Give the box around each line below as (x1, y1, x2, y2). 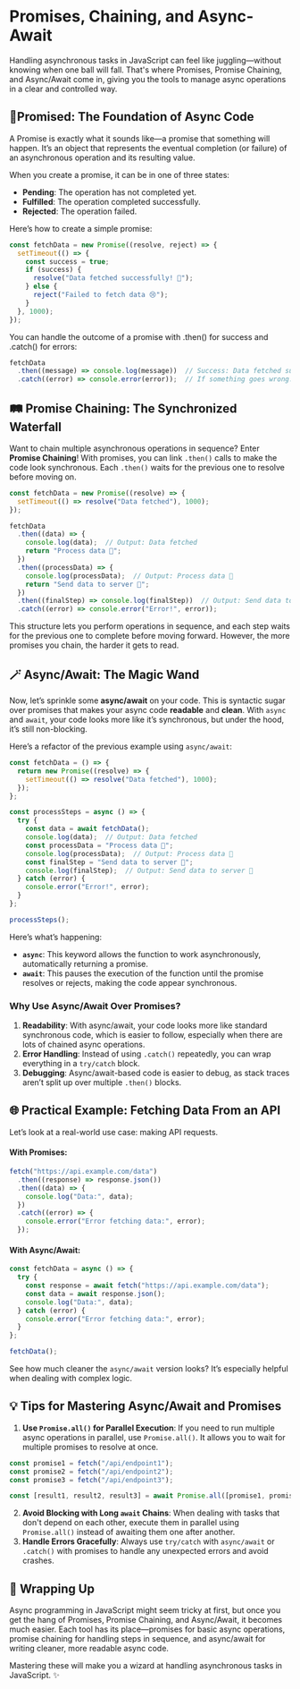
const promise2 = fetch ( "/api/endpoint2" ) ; (9, 1467, 174, 1476)
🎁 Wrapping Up (9, 1581, 96, 1596)
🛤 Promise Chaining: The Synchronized (9, 401, 237, 416)
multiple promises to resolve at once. (21, 1441, 159, 1452)
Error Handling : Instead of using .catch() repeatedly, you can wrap (21, 1048, 271, 1059)
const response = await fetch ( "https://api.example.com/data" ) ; (25, 1281, 270, 1290)
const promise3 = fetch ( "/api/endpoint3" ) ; (9, 1475, 174, 1484)
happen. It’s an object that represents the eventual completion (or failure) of (9, 142, 287, 153)
